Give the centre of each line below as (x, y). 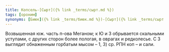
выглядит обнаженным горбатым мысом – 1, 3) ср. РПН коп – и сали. (80, 44)
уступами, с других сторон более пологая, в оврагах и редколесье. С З (83, 39)
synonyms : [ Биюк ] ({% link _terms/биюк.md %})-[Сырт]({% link (71, 19)
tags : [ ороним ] (21, 15)
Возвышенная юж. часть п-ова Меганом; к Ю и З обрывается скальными (85, 34)
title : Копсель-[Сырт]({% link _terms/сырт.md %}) (60, 10)
